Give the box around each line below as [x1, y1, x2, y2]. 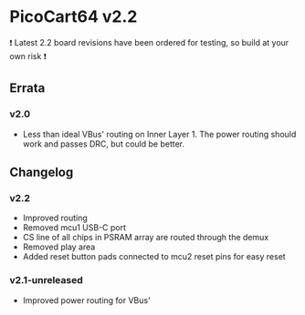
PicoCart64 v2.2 [9, 6, 138, 27]
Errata [9, 80, 46, 97]
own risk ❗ [9, 50, 47, 61]
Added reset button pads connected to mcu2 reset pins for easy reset [22, 251, 286, 262]
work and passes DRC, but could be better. [22, 138, 185, 149]
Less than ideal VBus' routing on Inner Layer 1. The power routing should [22, 128, 297, 139]
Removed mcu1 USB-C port [22, 222, 126, 233]
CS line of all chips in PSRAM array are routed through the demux [22, 232, 269, 243]
